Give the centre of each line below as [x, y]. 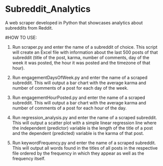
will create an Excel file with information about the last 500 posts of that [85, 52]
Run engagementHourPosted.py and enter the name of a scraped [79, 98]
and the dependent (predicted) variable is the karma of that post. [78, 133]
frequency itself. [29, 158]
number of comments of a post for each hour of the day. [69, 108]
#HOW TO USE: [21, 37]
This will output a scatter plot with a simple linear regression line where [84, 123]
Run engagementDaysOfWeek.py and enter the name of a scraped [80, 77]
